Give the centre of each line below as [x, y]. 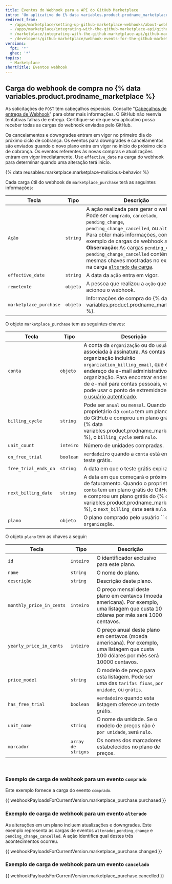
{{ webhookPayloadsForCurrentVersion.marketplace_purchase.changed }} [84, 851]
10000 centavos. [117, 662]
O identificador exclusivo [126, 558]
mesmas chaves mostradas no [123, 260]
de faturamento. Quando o [115, 483]
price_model [23, 680]
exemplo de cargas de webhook [125, 241]
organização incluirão [110, 358]
